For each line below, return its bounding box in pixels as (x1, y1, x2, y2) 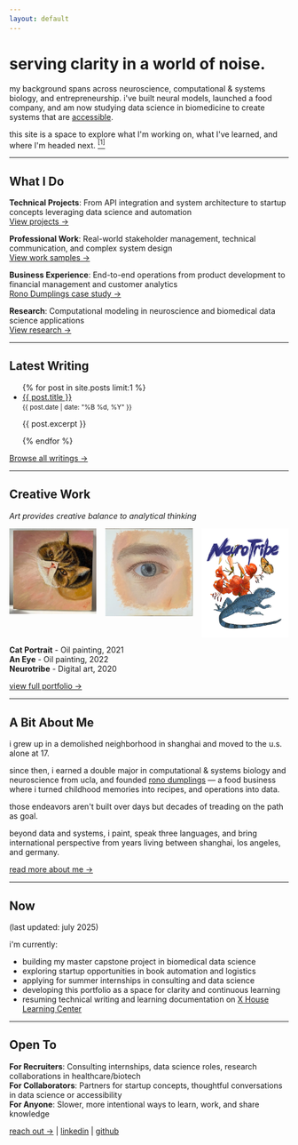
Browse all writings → (9, 452, 89, 463)
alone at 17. (9, 748, 51, 759)
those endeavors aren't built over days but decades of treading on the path (9, 801, 284, 813)
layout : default (9, 14, 69, 23)
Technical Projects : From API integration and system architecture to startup (9, 197, 286, 208)
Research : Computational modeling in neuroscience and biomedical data (9, 306, 276, 316)
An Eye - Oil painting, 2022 (9, 654, 109, 665)
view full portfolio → (9, 681, 82, 692)
